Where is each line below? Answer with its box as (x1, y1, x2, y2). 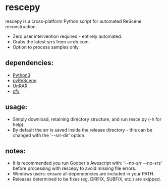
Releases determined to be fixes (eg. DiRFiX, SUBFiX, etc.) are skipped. (12, 176, 161, 182)
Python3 (12, 72, 30, 78)
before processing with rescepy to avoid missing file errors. (12, 165, 137, 171)
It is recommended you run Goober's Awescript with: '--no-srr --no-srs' (12, 160, 162, 166)
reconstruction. (5, 23, 37, 29)
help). (12, 121, 25, 128)
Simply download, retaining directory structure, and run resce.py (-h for (12, 116, 161, 122)
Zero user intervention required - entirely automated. (12, 33, 123, 39)
